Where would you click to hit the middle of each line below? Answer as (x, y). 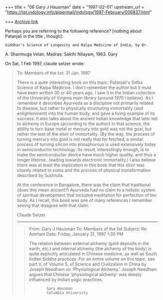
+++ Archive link (22, 22)
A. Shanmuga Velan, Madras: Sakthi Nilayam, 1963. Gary (61, 54)
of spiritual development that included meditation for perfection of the (87, 195)
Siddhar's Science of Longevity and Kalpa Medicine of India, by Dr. (77, 45)
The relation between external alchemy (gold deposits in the (89, 243)
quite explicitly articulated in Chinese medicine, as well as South (93, 254)
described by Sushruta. (40, 175)
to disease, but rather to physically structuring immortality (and (80, 108)
